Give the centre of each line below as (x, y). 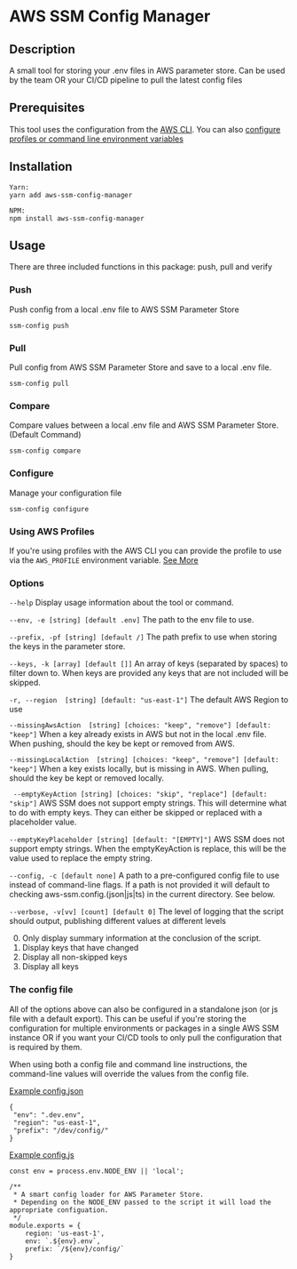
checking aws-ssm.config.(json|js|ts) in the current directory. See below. (142, 895)
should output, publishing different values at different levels (118, 921)
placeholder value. (43, 822)
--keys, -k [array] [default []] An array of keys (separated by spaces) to (148, 663)
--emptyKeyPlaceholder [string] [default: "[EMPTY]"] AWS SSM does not (147, 839)
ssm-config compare (45, 451)
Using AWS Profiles (52, 531)
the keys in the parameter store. (67, 647)
